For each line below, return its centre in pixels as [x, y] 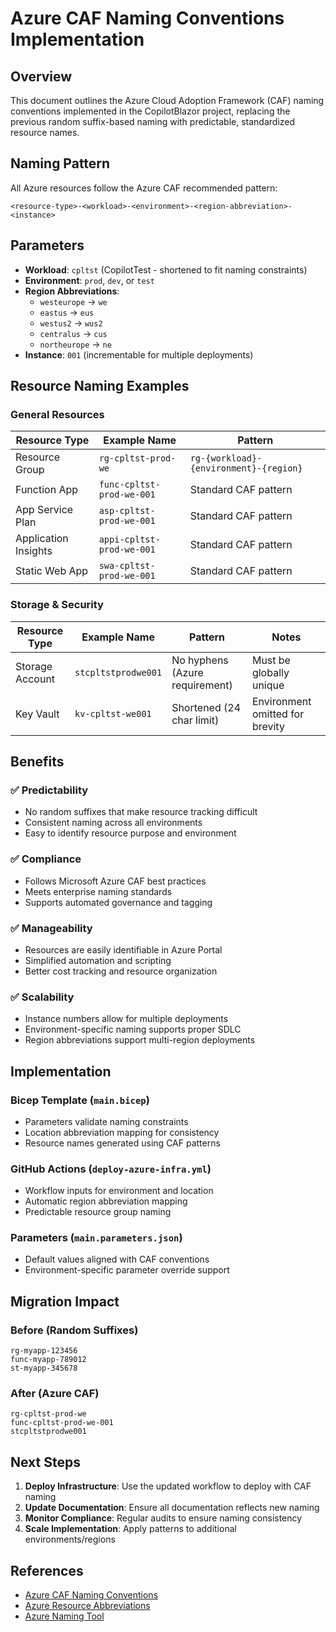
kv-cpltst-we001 [113, 713]
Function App [47, 490]
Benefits [37, 761]
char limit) [195, 720]
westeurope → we [73, 301]
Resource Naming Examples [100, 386]
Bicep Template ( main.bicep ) [80, 1100]
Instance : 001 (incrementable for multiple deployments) [139, 354]
